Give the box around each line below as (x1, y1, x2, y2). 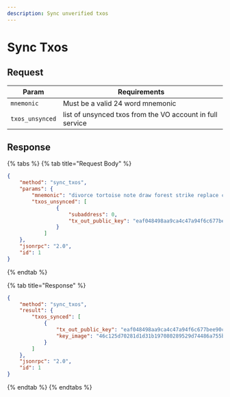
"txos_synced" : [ (31, 313, 81, 320)
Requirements (117, 87, 165, 97)
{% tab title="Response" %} (7, 281, 86, 290)
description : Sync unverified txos (7, 10, 109, 17)
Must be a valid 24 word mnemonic (62, 99, 177, 108)
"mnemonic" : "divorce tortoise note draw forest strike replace (31, 192, 219, 199)
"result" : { (19, 307, 53, 314)
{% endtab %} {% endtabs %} (7, 383, 92, 392)
